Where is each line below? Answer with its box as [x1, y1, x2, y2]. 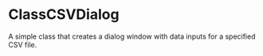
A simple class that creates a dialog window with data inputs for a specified [8, 32, 256, 41]
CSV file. [8, 39, 37, 49]
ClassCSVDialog [8, 6, 120, 24]
